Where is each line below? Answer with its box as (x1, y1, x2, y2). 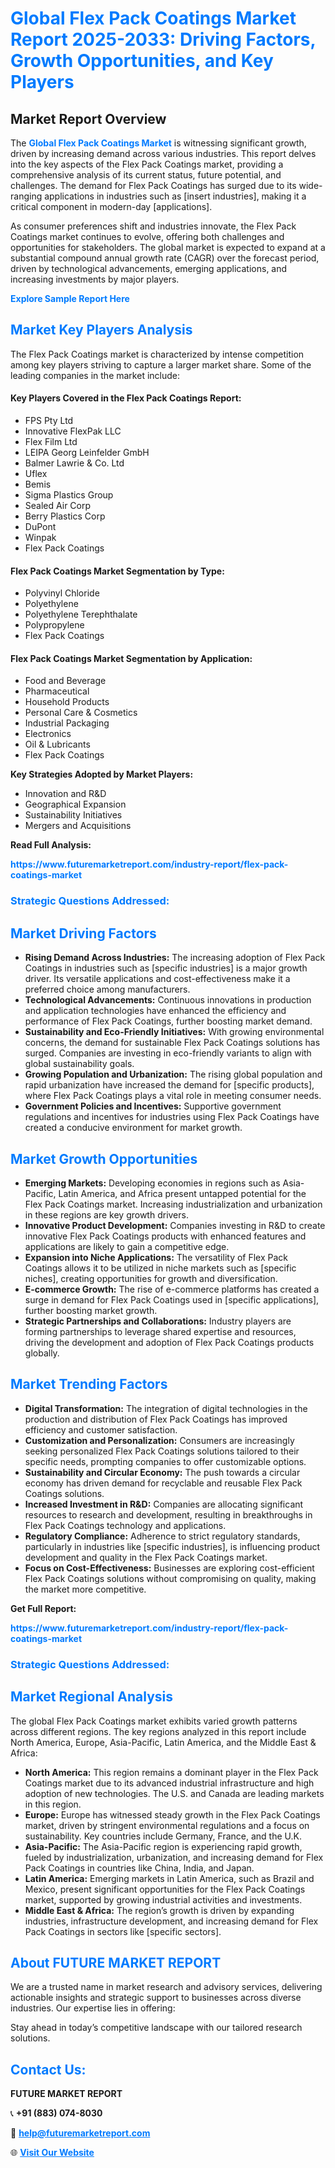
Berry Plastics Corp (24, 510, 106, 522)
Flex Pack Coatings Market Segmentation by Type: (10, 565, 225, 577)
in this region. (24, 1798, 82, 1810)
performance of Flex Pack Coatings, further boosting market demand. (24, 1015, 313, 1027)
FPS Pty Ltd (24, 415, 74, 427)
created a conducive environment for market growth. (24, 1122, 243, 1134)
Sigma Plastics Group (24, 489, 114, 501)
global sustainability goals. (24, 1058, 135, 1070)
